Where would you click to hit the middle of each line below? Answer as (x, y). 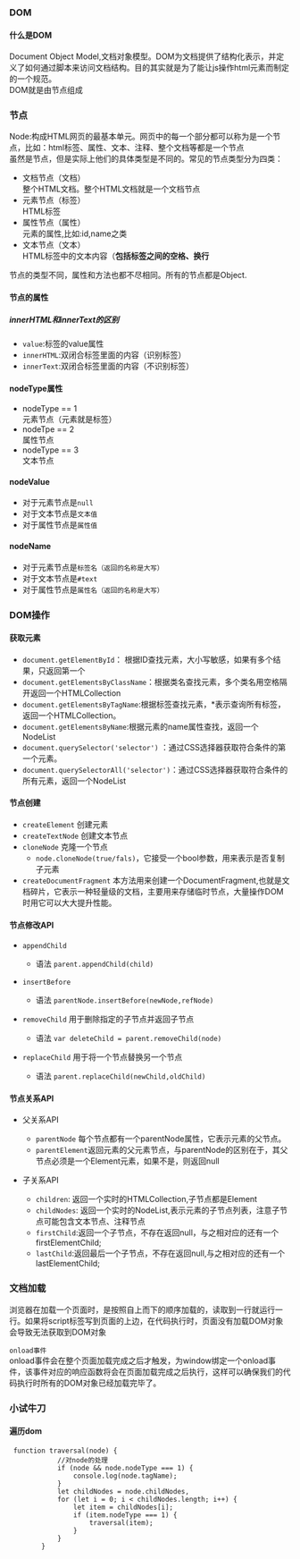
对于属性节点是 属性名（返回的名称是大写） (93, 589)
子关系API (41, 1180)
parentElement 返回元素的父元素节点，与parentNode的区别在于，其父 (162, 1150)
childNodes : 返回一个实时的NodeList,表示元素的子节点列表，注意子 (158, 1210)
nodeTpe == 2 (48, 429)
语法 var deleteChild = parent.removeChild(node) (129, 1038)
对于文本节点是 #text (60, 578)
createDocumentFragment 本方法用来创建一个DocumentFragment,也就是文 (156, 880)
